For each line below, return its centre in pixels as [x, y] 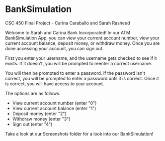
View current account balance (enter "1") [54, 108]
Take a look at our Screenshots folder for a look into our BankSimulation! [79, 134]
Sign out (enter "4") [32, 124]
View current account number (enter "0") [54, 103]
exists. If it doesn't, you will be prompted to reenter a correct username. [79, 63]
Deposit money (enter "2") [39, 114]
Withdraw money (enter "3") [41, 119]
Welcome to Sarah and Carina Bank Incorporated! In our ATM [68, 32]
